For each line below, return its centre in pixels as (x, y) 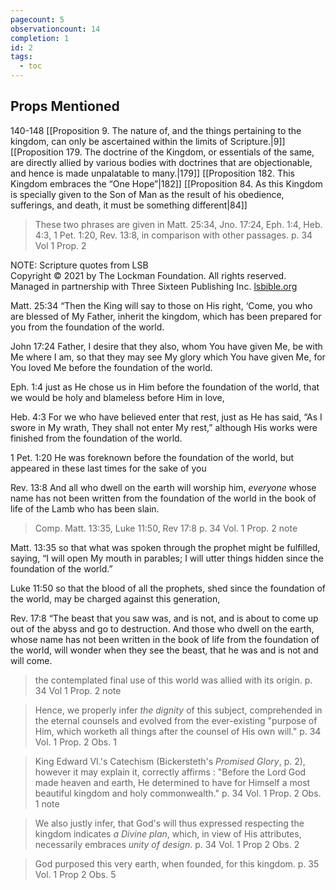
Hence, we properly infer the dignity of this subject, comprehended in (178, 710)
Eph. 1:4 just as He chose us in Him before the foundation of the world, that (165, 387)
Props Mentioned (65, 106)
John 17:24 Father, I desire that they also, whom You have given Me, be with (166, 346)
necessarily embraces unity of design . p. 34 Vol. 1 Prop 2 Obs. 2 (167, 844)
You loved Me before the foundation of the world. (111, 367)
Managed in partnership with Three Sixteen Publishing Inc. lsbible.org (154, 286)
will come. (31, 660)
